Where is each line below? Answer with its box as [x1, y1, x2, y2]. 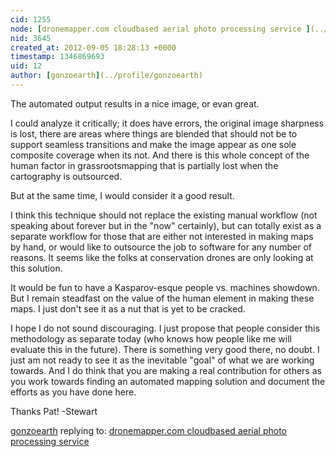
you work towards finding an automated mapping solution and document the [10, 375, 326, 387]
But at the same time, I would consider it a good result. [10, 189, 235, 201]
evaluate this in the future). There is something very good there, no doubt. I [10, 343, 320, 355]
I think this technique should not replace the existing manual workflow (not [10, 209, 318, 221]
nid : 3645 [10, 33, 52, 43]
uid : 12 [10, 61, 43, 71]
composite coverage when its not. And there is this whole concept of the [10, 149, 310, 161]
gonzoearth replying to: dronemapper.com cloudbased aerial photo [10, 424, 287, 436]
